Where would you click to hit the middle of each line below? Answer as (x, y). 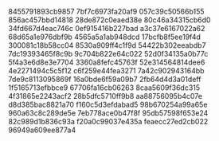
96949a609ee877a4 (42, 130)
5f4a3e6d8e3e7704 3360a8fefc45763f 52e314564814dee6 (107, 62)
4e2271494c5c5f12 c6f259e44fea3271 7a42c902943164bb (106, 70)
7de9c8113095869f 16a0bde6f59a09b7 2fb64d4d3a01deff (105, 79)
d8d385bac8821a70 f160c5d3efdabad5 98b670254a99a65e (108, 104)
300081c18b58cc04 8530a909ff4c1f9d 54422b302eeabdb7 (107, 45)
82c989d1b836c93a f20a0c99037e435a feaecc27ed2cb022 (108, 121)
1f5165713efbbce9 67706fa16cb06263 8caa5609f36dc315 (104, 88)
